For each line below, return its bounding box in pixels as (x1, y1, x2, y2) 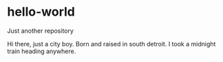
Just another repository (7, 27, 74, 35)
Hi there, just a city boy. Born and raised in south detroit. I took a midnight (7, 40, 216, 48)
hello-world (7, 4, 76, 20)
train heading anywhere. (7, 47, 76, 55)
